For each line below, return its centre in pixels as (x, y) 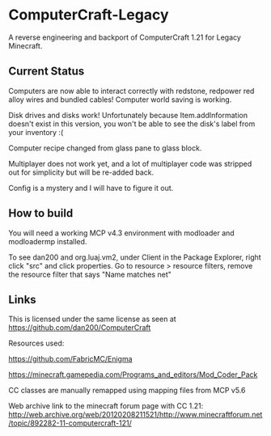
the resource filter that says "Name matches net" (90, 274)
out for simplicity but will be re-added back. (81, 172)
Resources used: (36, 343)
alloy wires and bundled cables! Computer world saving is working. (120, 99)
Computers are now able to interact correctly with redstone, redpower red (131, 91)
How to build (41, 213)
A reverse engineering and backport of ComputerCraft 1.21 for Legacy (125, 37)
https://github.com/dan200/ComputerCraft (80, 328)
